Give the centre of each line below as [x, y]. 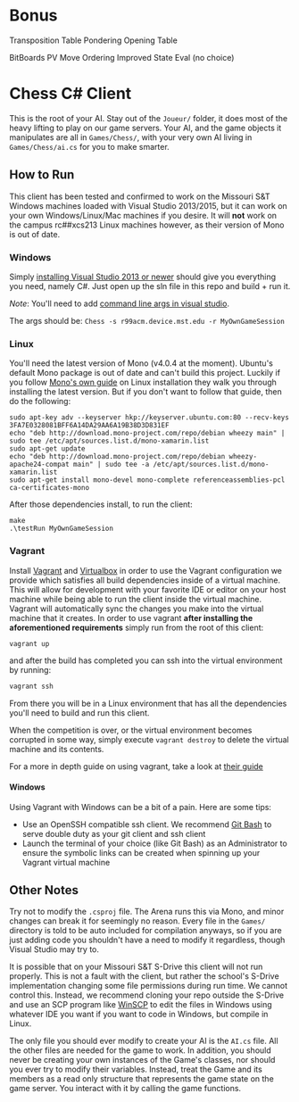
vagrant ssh [31, 687]
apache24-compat [39, 465]
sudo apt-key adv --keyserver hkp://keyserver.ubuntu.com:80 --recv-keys [149, 418]
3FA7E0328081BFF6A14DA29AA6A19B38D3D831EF [89, 426]
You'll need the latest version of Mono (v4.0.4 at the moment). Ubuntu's [141, 363]
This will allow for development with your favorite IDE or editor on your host [148, 589]
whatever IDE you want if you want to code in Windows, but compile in [139, 1015]
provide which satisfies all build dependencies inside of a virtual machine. [145, 580]
